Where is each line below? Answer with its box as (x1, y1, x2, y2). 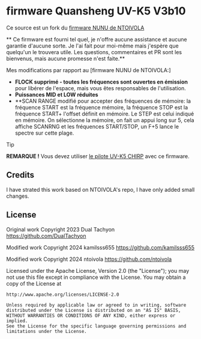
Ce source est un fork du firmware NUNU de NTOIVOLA (6, 24, 145, 31)
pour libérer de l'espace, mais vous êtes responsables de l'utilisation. (14, 84, 186, 91)
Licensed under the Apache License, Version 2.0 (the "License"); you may (6, 267, 190, 274)
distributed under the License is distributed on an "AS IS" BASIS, (6, 307, 181, 313)
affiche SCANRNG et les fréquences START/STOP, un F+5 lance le (14, 123, 179, 130)
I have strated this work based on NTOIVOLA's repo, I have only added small (6, 186, 195, 193)
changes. (6, 192, 29, 200)
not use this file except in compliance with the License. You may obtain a (6, 273, 186, 281)
